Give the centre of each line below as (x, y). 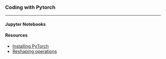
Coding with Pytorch (30, 7)
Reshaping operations (35, 51)
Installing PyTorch (30, 46)
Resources (17, 35)
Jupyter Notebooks (25, 24)
